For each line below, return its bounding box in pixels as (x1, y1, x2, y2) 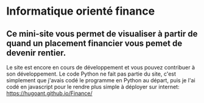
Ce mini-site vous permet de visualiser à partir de (6, 29, 198, 39)
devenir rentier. (6, 48, 66, 58)
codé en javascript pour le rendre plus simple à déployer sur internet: (6, 83, 180, 90)
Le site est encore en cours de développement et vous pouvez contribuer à (6, 64, 195, 71)
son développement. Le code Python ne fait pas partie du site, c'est (6, 70, 177, 77)
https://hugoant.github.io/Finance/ (6, 90, 93, 97)
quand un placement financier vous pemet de (6, 38, 183, 48)
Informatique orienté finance (6, 4, 155, 18)
